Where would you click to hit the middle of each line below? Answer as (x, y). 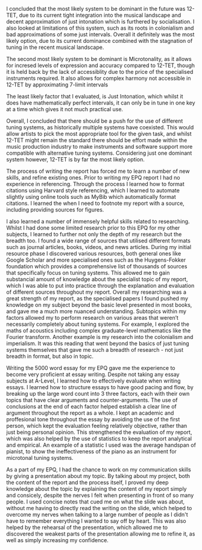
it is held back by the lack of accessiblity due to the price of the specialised (100, 72)
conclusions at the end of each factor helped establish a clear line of (91, 406)
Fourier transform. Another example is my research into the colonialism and (100, 337)
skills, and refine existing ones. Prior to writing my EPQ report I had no (93, 177)
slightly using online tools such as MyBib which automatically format (91, 197)
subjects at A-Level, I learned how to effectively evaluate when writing (93, 381)
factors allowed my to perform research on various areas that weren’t (93, 318)
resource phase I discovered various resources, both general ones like (94, 254)
